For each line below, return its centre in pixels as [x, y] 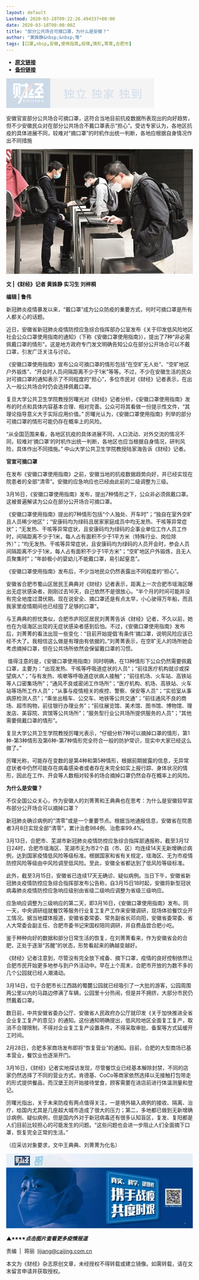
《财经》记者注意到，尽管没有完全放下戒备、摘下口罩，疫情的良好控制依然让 [99, 958]
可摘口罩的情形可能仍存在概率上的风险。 [55, 421]
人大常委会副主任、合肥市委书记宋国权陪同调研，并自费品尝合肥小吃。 [92, 925]
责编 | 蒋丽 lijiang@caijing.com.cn [49, 1251]
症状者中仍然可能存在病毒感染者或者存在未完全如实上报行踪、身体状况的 [94, 768]
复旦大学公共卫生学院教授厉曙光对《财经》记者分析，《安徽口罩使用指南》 [96, 399]
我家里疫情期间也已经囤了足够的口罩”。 [54, 606]
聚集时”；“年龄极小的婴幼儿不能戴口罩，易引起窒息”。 [77, 559]
